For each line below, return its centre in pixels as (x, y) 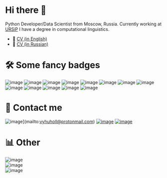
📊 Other (23, 142)
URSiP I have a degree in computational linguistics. (57, 29)
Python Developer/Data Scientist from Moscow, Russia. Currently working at (83, 24)
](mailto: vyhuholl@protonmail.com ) (59, 121)
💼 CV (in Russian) (30, 44)
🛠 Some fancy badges (53, 65)
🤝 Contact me (34, 108)
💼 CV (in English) (30, 39)
